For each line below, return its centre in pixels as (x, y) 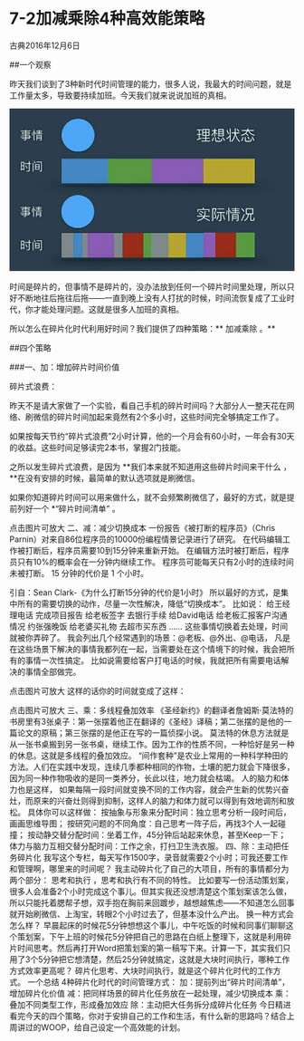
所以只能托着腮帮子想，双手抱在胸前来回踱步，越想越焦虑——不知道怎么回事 (152, 903)
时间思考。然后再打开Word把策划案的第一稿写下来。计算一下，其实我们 (150, 949)
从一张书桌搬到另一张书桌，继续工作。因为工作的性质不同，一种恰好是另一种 (152, 745)
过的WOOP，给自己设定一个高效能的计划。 (105, 1027)
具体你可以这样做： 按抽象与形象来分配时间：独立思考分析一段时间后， (159, 813)
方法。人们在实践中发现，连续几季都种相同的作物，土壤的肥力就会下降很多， (152, 767)
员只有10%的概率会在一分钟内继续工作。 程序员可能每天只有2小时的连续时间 (152, 562)
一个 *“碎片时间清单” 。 (76, 509)
